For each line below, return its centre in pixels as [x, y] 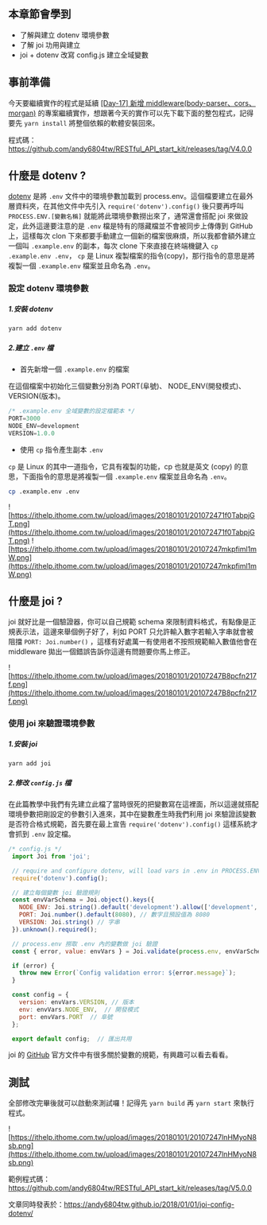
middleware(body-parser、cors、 [201, 103]
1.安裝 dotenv [31, 309]
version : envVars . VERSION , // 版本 [76, 1002]
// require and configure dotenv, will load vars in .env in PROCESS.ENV [136, 871]
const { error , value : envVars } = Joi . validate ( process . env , [117, 951]
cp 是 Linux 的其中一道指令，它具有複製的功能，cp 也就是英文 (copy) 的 [125, 466]
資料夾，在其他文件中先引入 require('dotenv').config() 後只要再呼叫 [130, 206]
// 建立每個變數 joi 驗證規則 [56, 892]
